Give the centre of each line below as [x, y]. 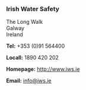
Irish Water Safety [33, 9]
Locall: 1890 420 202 [33, 58]
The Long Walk [25, 22]
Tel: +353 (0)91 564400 [36, 46]
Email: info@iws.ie [29, 81]
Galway [15, 28]
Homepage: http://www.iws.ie [43, 69]
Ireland [15, 35]
